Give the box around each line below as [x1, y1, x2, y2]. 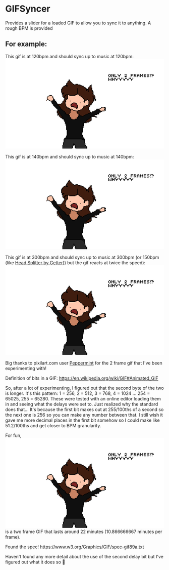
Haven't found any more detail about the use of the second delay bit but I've [5, 553, 164, 559]
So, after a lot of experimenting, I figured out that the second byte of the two [5, 385, 164, 391]
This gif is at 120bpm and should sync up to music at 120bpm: [5, 53, 134, 59]
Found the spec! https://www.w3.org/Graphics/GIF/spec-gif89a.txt [5, 544, 144, 550]
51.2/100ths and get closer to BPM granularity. [5, 423, 101, 429]
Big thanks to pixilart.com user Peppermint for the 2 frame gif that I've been [5, 360, 162, 366]
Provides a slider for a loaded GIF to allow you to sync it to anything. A [5, 20, 151, 26]
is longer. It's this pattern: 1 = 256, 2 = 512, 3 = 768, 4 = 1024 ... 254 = [5, 390, 150, 396]
